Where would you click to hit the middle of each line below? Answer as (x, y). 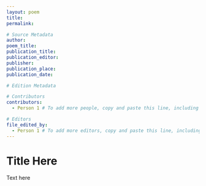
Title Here (32, 161)
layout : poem (23, 12)
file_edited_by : (27, 125)
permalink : (20, 23)
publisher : (20, 63)
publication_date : (30, 74)
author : (16, 41)
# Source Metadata (30, 34)
